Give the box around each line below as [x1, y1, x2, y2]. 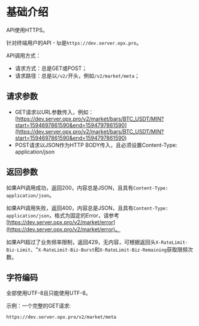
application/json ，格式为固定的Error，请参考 [6, 212, 120, 219]
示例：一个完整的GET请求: [6, 302, 71, 309]
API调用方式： [6, 52, 41, 59]
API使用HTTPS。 [6, 26, 48, 34]
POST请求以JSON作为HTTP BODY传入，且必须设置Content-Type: [14, 141, 178, 149]
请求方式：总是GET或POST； [14, 64, 88, 72]
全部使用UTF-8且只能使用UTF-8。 [6, 289, 91, 297]
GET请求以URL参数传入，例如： [14, 108, 94, 116]
